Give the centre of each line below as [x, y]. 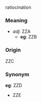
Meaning [16, 20]
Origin [13, 50]
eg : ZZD [14, 85]
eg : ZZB [28, 37]
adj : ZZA [22, 31]
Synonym [17, 74]
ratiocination [18, 7]
